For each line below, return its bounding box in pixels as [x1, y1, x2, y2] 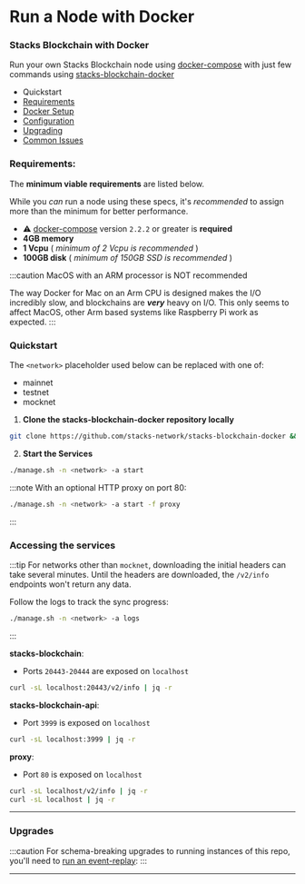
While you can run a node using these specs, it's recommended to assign [9, 195, 284, 206]
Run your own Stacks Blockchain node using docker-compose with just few [9, 59, 292, 70]
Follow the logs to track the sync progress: [9, 597, 170, 607]
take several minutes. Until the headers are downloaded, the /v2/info [9, 570, 270, 580]
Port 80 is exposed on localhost [22, 769, 143, 780]
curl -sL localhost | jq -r [9, 795, 116, 804]
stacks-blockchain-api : [9, 700, 100, 710]
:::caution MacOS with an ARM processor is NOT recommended [9, 270, 248, 281]
